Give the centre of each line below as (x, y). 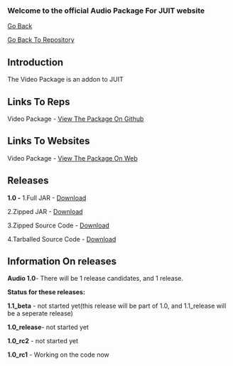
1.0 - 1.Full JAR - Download (47, 198)
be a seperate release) (40, 313)
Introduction (36, 62)
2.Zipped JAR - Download (45, 211)
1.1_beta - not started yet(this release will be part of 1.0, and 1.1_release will (117, 306)
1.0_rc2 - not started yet (43, 341)
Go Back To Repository (41, 40)
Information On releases (62, 261)
